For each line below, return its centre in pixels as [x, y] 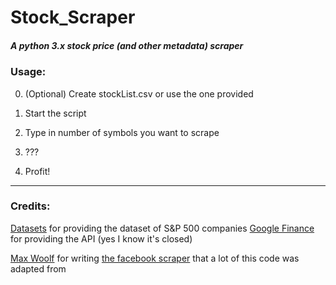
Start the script [55, 113]
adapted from [38, 268]
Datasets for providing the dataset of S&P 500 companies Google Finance [162, 228]
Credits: [30, 206]
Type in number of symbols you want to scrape [122, 132]
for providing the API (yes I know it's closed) [101, 238]
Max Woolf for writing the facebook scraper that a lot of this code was [155, 258]
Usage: [28, 72]
